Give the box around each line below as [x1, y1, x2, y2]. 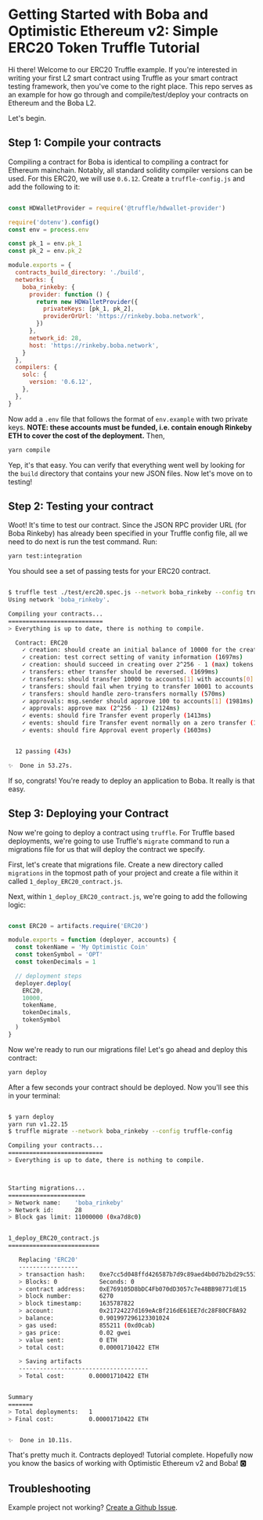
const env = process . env [8, 225, 89, 233]
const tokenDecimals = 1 [15, 958, 96, 966]
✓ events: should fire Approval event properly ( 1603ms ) [22, 726, 212, 735]
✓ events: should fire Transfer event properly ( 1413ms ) [22, 712, 212, 720]
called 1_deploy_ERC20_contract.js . [8, 876, 123, 886]
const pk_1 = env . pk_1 [8, 239, 82, 248]
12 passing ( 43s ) [15, 747, 72, 755]
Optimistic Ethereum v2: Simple [8, 22, 219, 40]
